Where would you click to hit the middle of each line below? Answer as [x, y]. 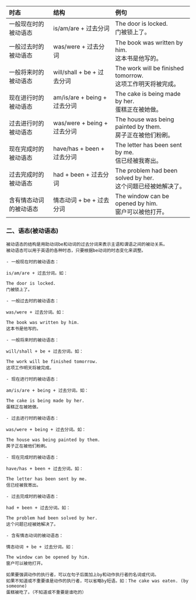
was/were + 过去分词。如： [36, 312]
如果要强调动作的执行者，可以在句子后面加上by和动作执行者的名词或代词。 [83, 575]
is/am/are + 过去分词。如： [37, 273]
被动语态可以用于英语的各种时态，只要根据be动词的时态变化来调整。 [76, 251]
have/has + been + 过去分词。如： [45, 469]
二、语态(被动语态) [32, 230]
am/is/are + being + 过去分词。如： [48, 391]
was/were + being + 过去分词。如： [46, 430]
